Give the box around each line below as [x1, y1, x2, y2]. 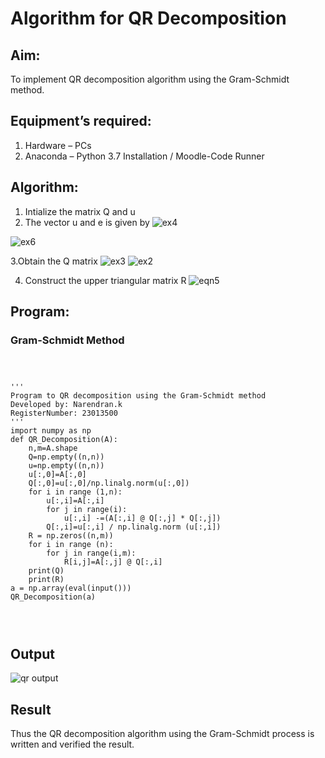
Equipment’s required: [10, 113, 152, 130]
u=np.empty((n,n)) [28, 461, 105, 471]
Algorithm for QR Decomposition [10, 7, 287, 30]
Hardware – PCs [24, 139, 92, 151]
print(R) [28, 575, 65, 585]
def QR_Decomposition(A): [10, 435, 118, 445]
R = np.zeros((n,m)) [28, 531, 114, 541]
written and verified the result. [10, 738, 135, 750]
